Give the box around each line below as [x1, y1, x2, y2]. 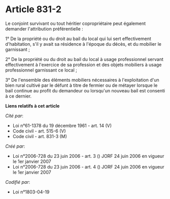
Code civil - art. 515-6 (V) [12, 128, 66, 134]
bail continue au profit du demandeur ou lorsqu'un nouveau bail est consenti [5, 87, 165, 93]
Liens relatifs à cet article [5, 103, 60, 109]
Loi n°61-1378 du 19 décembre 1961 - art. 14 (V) [12, 122, 112, 128]
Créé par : [5, 143, 25, 149]
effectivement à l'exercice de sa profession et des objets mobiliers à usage [5, 61, 162, 68]
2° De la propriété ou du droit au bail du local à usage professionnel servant [5, 56, 164, 62]
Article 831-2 [5, 4, 62, 15]
